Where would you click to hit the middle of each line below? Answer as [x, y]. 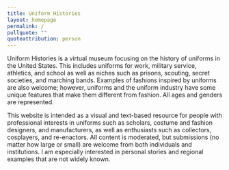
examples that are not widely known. [59, 159]
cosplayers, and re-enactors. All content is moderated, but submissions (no [113, 137]
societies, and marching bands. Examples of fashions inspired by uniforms [112, 80]
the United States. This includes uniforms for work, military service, [102, 66]
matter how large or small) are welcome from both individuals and [100, 145]
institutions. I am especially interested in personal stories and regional [105, 152]
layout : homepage [32, 20]
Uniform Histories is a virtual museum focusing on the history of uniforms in [114, 58]
